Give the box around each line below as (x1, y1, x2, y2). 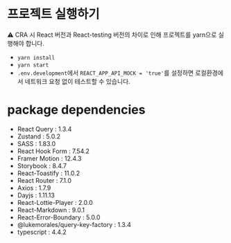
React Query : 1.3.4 (17, 125, 72, 133)
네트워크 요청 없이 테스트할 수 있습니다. (24, 77, 130, 85)
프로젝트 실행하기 (7, 6, 100, 22)
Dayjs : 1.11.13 (17, 191, 55, 199)
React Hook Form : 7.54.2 (17, 147, 90, 155)
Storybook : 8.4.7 (17, 161, 67, 170)
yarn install (17, 54, 55, 61)
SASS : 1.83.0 (17, 139, 56, 147)
